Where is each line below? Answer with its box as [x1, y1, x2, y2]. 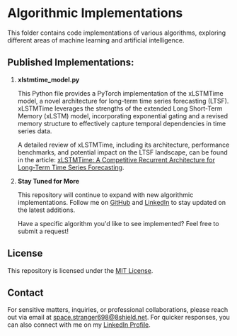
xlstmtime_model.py [17, 75, 80, 84]
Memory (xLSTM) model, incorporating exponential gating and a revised [17, 111, 229, 120]
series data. [17, 126, 52, 135]
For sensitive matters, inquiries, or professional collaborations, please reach [7, 306, 229, 314]
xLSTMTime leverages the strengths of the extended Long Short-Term [17, 104, 223, 113]
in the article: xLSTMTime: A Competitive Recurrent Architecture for [17, 155, 216, 164]
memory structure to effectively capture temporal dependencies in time [17, 119, 226, 128]
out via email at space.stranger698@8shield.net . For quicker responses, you [7, 313, 230, 322]
